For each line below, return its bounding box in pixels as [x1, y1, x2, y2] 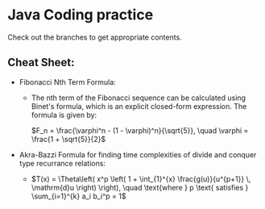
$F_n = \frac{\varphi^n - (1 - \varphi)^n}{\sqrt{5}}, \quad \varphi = [31, 125, 249, 135]
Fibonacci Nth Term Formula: [19, 77, 116, 86]
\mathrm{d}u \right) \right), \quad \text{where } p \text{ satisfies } [31, 182, 249, 192]
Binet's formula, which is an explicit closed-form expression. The [31, 101, 247, 111]
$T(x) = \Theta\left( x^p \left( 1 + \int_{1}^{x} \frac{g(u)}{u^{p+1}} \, [31, 173, 251, 183]
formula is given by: [31, 110, 97, 119]
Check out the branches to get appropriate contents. [7, 32, 182, 42]
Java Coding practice [7, 6, 154, 24]
